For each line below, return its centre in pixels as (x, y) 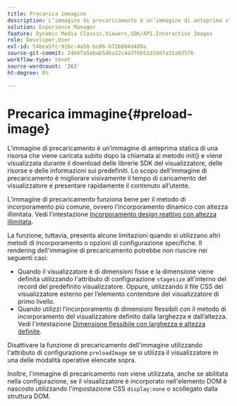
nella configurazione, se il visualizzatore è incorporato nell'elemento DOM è (117, 381)
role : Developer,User (39, 40)
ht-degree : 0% (28, 73)
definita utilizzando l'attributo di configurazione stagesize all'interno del (122, 279)
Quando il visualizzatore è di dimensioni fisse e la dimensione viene (115, 271)
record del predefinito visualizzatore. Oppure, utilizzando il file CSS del (120, 287)
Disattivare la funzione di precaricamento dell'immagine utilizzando (105, 345)
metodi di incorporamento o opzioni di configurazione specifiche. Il (105, 243)
